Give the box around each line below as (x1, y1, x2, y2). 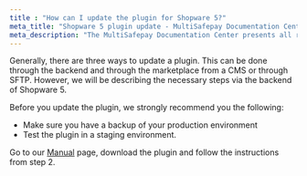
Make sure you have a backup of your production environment (22, 119, 259, 130)
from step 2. (9, 157, 56, 168)
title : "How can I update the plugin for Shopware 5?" (9, 13, 227, 23)
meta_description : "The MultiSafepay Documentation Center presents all (9, 30, 292, 39)
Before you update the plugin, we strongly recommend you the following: (9, 102, 284, 113)
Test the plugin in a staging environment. (22, 129, 176, 140)
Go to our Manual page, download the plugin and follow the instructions (9, 147, 280, 158)
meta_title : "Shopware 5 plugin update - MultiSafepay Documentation (9, 22, 281, 31)
